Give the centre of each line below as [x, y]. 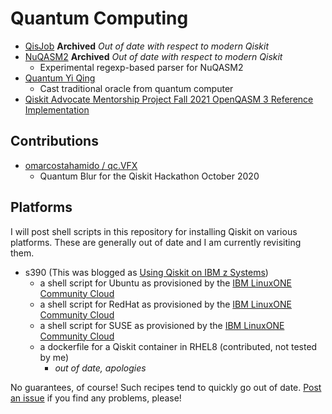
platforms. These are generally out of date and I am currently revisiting [156, 242]
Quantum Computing [99, 18]
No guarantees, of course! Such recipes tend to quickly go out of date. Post [166, 387]
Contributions [54, 141]
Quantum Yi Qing [60, 78]
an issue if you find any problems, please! [96, 398]
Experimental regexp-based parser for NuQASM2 [141, 67]
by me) [54, 357]
